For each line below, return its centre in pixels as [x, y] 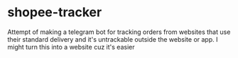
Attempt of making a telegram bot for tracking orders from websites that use [119, 32]
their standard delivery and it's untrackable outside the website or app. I [113, 39]
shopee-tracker [55, 12]
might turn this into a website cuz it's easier [71, 47]
